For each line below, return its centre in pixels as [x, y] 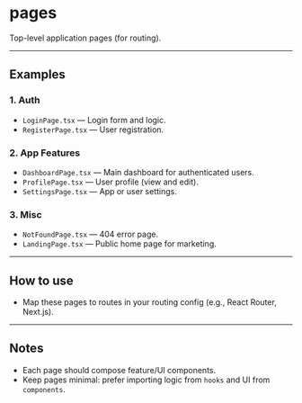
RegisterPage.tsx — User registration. [93, 130]
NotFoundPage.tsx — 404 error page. [90, 234]
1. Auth [25, 100]
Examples [37, 75]
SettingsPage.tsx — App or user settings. [99, 191]
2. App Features [45, 153]
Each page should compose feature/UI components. [119, 370]
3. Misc [26, 214]
